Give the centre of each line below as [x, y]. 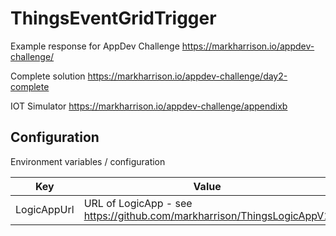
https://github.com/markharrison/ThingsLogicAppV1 [207, 215]
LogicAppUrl [45, 209]
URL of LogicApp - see [138, 203]
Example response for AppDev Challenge [95, 46]
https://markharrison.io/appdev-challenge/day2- [187, 76]
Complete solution [48, 76]
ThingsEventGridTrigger [113, 18]
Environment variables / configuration [88, 161]
